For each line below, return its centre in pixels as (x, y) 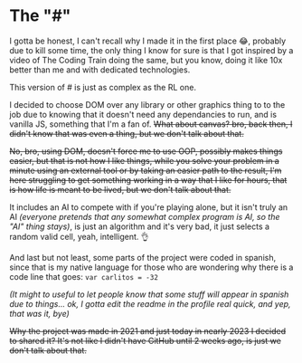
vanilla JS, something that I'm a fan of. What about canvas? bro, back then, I (151, 124)
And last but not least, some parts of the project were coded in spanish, (143, 257)
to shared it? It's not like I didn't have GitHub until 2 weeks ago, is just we (146, 340)
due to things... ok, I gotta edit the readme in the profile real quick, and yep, (150, 303)
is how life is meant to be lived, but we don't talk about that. (120, 189)
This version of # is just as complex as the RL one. (103, 87)
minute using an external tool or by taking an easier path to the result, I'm (146, 170)
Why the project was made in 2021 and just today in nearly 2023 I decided (148, 330)
